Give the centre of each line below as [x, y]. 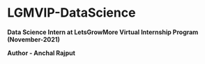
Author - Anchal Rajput [41, 53]
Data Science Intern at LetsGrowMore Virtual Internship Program [103, 32]
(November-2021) [34, 39]
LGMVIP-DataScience [71, 13]
